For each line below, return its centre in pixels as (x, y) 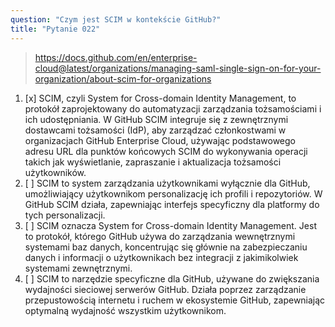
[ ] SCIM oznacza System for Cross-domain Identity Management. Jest (170, 225)
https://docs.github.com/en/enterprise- (116, 57)
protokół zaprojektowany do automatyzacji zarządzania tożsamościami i (173, 108)
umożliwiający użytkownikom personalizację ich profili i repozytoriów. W (173, 193)
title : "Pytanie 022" (55, 29)
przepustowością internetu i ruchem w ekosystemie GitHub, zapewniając (175, 300)
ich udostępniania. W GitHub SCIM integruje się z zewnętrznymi (156, 119)
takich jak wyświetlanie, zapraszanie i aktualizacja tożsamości (153, 162)
